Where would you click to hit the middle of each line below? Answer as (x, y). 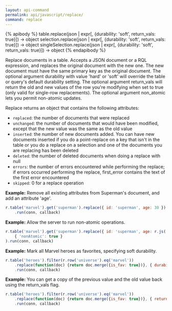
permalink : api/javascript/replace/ (44, 15)
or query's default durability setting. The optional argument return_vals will (84, 82)
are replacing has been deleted (46, 151)
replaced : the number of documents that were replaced (71, 118)
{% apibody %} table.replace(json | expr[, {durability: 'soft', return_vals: (81, 34)
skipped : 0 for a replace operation (48, 183)
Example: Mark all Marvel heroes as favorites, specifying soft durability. (81, 251)
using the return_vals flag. (33, 285)
